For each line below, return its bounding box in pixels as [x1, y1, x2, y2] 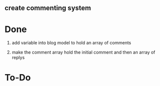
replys [11, 55, 25, 60]
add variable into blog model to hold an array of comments [11, 40, 131, 46]
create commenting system [4, 4, 91, 12]
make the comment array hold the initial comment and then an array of [11, 49, 156, 56]
